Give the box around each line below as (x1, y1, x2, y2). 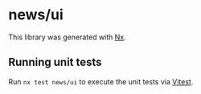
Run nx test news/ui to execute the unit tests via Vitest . (8, 76, 194, 86)
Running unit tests (8, 55, 102, 69)
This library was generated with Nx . (8, 32, 126, 42)
